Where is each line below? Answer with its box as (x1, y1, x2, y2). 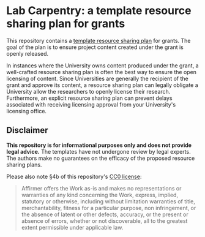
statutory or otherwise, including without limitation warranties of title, (21, 197, 196, 205)
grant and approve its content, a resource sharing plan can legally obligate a (6, 81, 199, 89)
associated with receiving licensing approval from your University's (6, 100, 176, 108)
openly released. (6, 50, 49, 57)
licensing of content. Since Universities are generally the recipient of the (6, 75, 188, 82)
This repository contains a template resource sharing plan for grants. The (6, 37, 191, 44)
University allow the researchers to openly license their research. (6, 88, 171, 95)
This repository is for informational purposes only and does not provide (6, 141, 192, 149)
